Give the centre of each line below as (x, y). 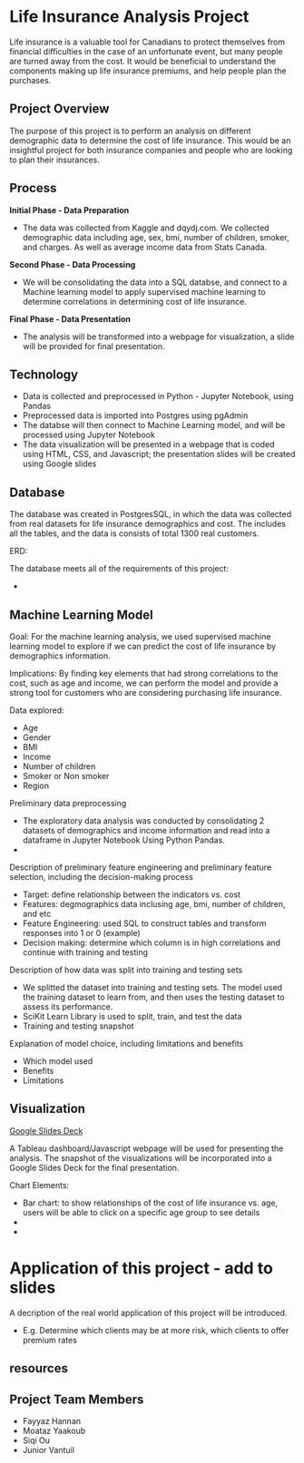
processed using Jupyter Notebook (89, 435)
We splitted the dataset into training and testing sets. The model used (152, 987)
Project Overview (59, 109)
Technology (44, 374)
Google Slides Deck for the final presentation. (94, 1167)
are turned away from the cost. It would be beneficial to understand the (143, 61)
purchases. (30, 80)
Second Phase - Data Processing (73, 264)
